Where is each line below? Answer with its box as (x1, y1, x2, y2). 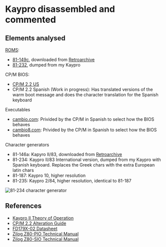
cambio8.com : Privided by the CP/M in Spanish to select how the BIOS (12, 127, 157, 133)
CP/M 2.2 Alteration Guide (12, 220, 67, 226)
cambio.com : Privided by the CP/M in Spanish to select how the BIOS (12, 116, 155, 122)
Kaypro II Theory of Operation (12, 215, 74, 221)
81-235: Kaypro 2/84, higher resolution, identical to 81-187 (12, 178, 132, 183)
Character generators (5, 142, 50, 148)
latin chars (12, 167, 34, 173)
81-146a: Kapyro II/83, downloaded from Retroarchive (12, 152, 122, 157)
